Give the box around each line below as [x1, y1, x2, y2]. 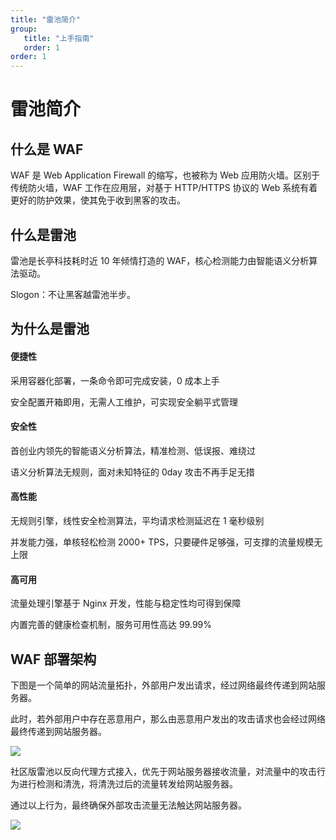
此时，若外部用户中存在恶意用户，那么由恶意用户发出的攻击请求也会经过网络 [10, 712, 326, 725]
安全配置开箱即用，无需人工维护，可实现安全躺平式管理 [10, 396, 238, 408]
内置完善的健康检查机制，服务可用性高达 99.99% [10, 619, 212, 631]
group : [10, 24, 38, 34]
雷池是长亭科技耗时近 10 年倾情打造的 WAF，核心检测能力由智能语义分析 [10, 254, 310, 266]
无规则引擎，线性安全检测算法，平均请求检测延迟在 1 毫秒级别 [10, 514, 265, 526]
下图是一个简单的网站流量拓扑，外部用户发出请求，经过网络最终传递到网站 [10, 679, 317, 691]
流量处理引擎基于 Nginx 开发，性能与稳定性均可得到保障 [10, 597, 242, 610]
